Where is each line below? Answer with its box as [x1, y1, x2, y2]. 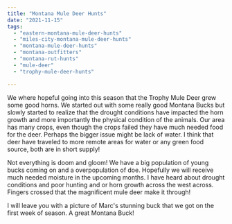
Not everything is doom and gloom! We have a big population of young [7, 158, 209, 166]
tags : [7, 23, 23, 30]
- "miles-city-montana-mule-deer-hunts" [13, 36, 132, 43]
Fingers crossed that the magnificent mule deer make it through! [7, 188, 191, 196]
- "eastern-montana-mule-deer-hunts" [13, 29, 123, 37]
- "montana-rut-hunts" [13, 55, 79, 62]
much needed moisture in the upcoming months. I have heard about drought [7, 173, 225, 181]
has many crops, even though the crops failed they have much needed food [7, 123, 224, 131]
